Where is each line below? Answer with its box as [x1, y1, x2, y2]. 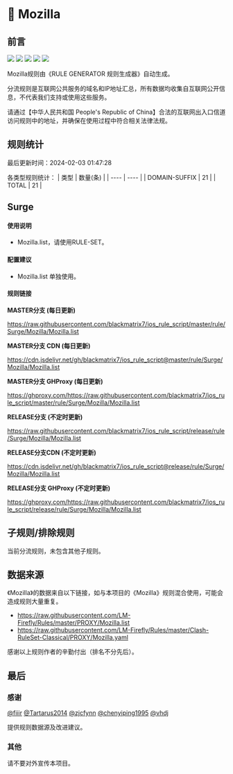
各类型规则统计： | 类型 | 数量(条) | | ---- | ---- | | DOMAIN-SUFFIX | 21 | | [7, 173, 216, 181]
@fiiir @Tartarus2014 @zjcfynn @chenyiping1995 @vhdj [7, 709, 169, 717]
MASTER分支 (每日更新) [7, 305, 76, 314]
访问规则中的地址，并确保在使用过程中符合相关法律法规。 [7, 117, 171, 124]
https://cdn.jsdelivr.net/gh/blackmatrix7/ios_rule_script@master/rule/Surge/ [7, 355, 223, 364]
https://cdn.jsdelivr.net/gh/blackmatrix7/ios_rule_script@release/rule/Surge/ [7, 462, 225, 471]
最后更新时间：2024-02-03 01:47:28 [7, 158, 112, 167]
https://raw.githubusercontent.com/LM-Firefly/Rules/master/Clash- [17, 626, 209, 634]
